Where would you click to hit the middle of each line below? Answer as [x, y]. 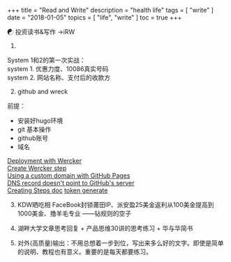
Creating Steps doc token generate [58, 190]
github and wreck [43, 91]
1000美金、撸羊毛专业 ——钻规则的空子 [74, 213]
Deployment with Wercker [45, 161]
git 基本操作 [34, 129]
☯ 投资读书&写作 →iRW [41, 32]
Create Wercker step [37, 168]
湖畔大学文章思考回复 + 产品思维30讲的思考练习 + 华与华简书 [105, 228]
